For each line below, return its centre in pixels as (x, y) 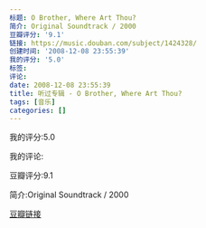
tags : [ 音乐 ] (33, 102)
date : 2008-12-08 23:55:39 (60, 85)
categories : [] (38, 110)
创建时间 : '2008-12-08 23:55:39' (70, 52)
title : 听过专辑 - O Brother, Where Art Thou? (96, 93)
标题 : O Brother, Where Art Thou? (73, 18)
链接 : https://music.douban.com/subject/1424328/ (103, 43)
